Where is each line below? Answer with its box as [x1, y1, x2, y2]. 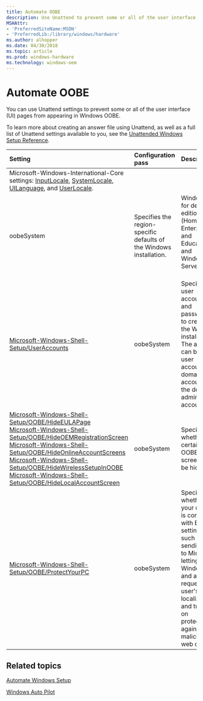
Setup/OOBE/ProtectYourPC [9, 568, 89, 576]
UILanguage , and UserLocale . [9, 184, 94, 193]
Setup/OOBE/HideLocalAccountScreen [9, 479, 120, 487]
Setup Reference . [6, 137, 50, 144]
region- [134, 221, 156, 229]
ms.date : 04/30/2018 [6, 43, 59, 49]
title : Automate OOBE [6, 8, 61, 15]
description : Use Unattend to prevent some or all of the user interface [6, 15, 196, 21]
